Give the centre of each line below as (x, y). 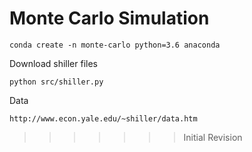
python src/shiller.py (56, 82)
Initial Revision (213, 137)
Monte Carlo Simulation (109, 18)
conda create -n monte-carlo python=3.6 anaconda (115, 45)
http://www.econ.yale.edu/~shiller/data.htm (103, 118)
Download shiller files (53, 63)
